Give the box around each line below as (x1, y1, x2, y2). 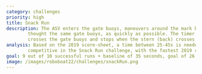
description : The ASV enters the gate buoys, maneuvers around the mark (6, 25, 192, 32)
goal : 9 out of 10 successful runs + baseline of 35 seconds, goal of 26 (6, 53, 195, 59)
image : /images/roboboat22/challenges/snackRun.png (6, 58, 138, 64)
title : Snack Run (6, 20, 50, 26)
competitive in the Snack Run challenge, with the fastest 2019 (28, 48, 192, 54)
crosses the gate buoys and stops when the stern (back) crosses (28, 36, 195, 42)
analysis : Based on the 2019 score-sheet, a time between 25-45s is (6, 42, 182, 48)
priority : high (6, 14, 44, 20)
